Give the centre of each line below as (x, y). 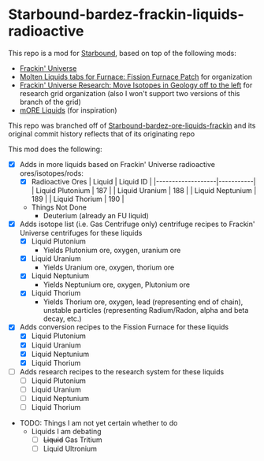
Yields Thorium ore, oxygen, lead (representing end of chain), (143, 302)
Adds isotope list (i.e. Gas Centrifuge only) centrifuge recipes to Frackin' (137, 224)
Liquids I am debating (66, 431)
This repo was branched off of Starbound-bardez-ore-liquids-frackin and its (132, 125)
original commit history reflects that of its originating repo (102, 134)
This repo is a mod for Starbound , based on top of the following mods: (122, 53)
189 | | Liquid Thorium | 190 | (78, 199)
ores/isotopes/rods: (52, 173)
